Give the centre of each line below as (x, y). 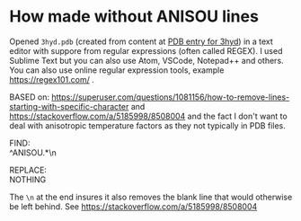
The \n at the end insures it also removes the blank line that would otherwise (151, 197)
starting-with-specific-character (69, 106)
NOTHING (28, 179)
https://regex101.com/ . (52, 79)
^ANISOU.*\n (33, 152)
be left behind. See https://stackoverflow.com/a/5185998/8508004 (133, 206)
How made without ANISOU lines (134, 17)
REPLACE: (28, 170)
